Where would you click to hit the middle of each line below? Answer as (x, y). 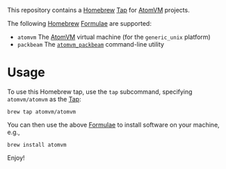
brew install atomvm (37, 145)
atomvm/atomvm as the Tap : (44, 99)
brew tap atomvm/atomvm (42, 112)
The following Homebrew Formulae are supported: (79, 23)
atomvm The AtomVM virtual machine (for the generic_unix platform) (114, 37)
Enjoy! (16, 158)
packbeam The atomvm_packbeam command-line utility (91, 44)
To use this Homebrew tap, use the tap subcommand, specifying (100, 91)
